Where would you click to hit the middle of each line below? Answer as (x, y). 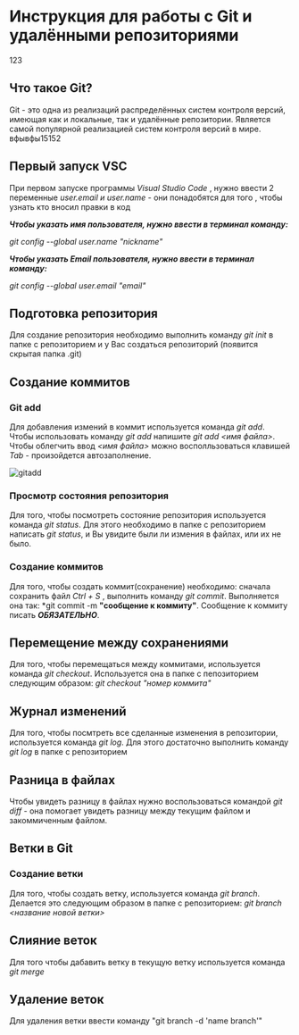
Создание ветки (46, 874)
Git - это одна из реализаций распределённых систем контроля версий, (147, 110)
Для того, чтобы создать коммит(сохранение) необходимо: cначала (140, 586)
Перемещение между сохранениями (119, 643)
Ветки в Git (41, 849)
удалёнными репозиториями (124, 35)
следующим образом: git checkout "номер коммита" (110, 683)
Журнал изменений (68, 711)
